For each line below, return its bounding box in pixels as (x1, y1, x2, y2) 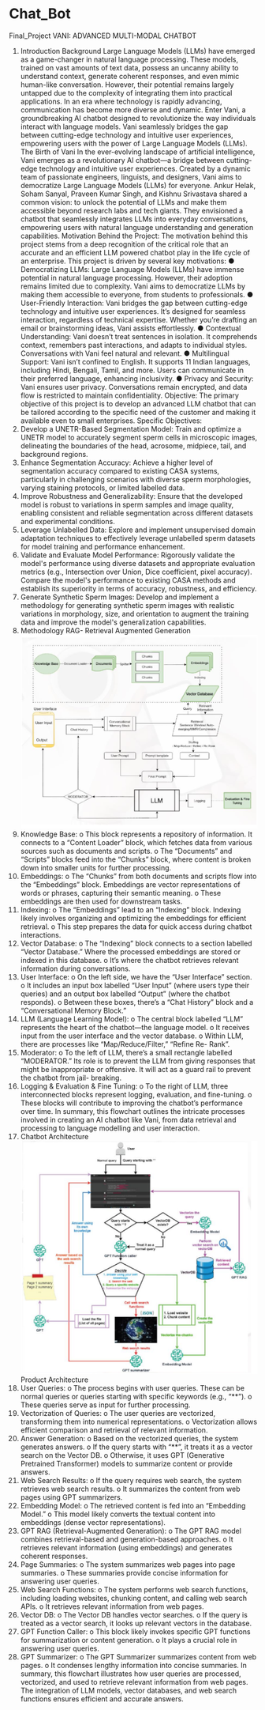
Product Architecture (20, 1375, 89, 1384)
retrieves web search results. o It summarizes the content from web (20, 1484, 241, 1494)
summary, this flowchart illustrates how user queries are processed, (20, 1669, 241, 1678)
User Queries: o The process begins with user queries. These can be (20, 1383, 245, 1393)
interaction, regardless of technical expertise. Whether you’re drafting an (20, 315, 257, 324)
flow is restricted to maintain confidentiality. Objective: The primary (20, 391, 240, 400)
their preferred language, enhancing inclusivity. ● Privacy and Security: (20, 373, 255, 383)
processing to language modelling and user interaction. (20, 1123, 200, 1133)
